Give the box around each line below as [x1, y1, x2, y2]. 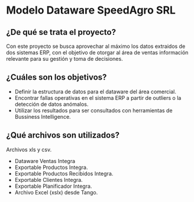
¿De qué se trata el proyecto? [6, 27, 117, 37]
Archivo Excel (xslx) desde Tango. [14, 188, 98, 196]
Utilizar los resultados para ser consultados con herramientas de [14, 107, 173, 114]
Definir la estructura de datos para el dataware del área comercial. [14, 88, 176, 95]
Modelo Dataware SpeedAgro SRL [6, 4, 176, 17]
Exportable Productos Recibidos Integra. [14, 170, 114, 177]
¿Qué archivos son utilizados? [6, 131, 120, 141]
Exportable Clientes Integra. [14, 176, 83, 183]
